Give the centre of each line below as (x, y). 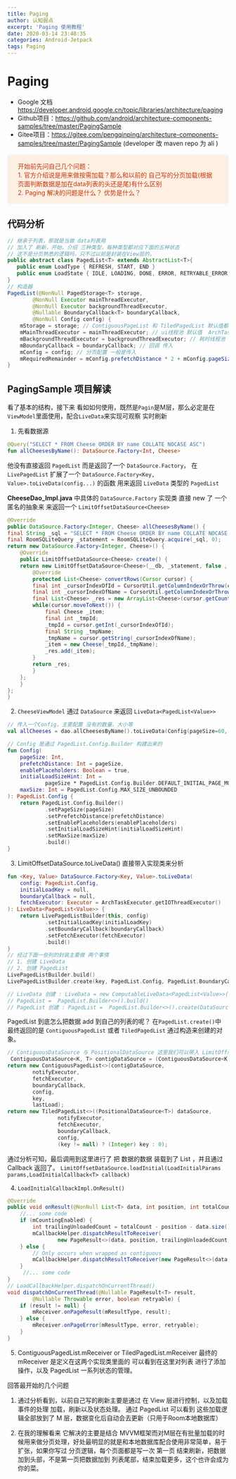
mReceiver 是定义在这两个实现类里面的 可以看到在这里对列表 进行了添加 (122, 1361)
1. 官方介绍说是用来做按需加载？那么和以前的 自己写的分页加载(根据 (115, 175)
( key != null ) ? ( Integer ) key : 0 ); (113, 1144)
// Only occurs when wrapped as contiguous (97, 1253)
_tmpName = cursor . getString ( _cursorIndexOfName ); (120, 638)
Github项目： (37, 118)
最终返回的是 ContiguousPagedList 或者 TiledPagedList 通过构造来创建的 (112, 1031)
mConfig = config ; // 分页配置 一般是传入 (78, 352)
